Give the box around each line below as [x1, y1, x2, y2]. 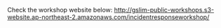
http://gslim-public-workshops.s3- [114, 6, 215, 14]
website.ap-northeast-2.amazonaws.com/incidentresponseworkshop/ [7, 13, 210, 21]
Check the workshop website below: [7, 6, 113, 14]
